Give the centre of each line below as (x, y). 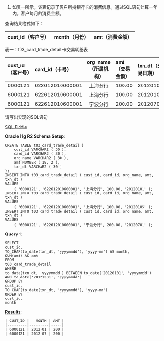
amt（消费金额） (113, 37)
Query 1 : (14, 234)
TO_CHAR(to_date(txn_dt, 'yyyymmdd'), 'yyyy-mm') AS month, (68, 252)
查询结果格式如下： (24, 24)
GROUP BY (14, 281)
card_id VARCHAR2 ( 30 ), (40, 154)
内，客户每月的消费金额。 (38, 13)
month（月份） (72, 37)
